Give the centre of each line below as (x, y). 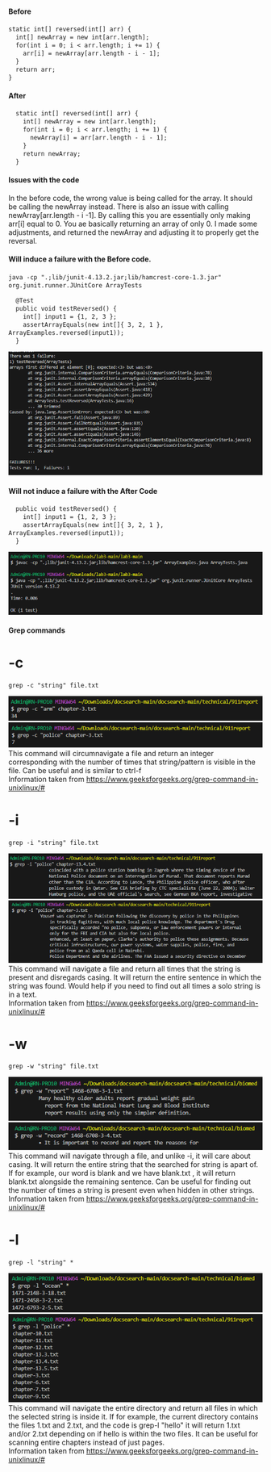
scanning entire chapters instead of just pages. (87, 1442)
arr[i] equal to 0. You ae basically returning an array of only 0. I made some (133, 224)
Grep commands (37, 630)
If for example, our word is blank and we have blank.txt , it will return (122, 1173)
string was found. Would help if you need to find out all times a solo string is (134, 985)
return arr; (36, 70)
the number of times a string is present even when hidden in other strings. (131, 1190)
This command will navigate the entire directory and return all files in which (133, 1407)
